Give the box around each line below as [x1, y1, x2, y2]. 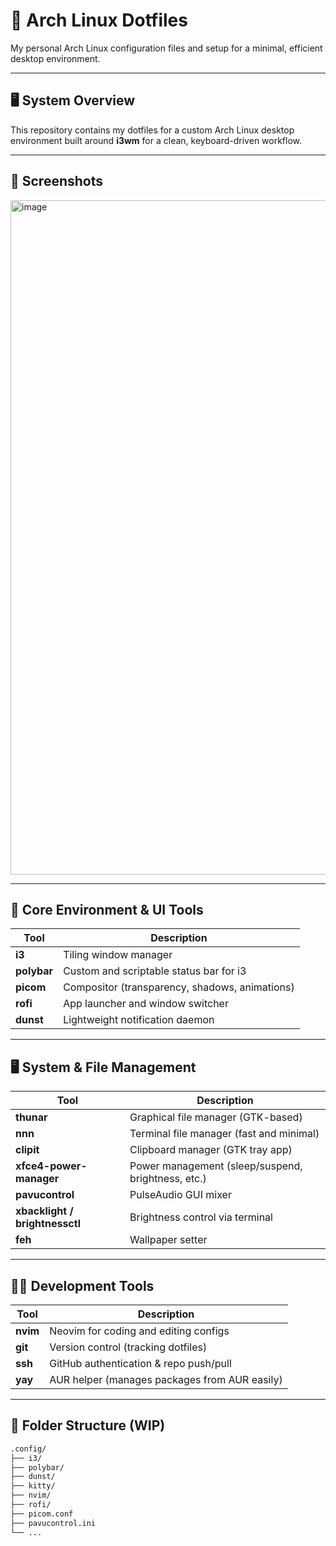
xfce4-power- [15, 1159, 88, 1173]
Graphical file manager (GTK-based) [129, 1110, 303, 1124]
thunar [15, 1110, 48, 1124]
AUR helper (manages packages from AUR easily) [49, 1373, 283, 1386]
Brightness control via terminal [129, 1210, 273, 1224]
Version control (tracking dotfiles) [49, 1340, 208, 1354]
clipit [15, 1143, 40, 1157]
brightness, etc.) [129, 1172, 207, 1186]
